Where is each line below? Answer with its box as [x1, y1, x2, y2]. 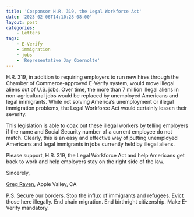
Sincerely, [6, 169, 30, 176]
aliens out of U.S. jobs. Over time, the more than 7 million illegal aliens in [6, 86, 179, 93]
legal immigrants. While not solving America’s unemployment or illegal [6, 98, 174, 105]
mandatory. [21, 204, 50, 211]
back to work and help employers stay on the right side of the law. [6, 158, 165, 165]
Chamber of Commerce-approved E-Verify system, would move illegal [6, 79, 175, 86]
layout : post [6, 19, 38, 25]
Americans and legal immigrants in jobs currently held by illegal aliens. [6, 141, 175, 148]
